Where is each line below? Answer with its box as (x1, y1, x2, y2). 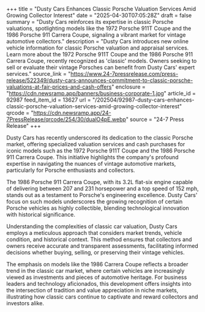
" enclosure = (111, 83, 146, 91)
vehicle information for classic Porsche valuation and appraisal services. (6, 44, 189, 51)
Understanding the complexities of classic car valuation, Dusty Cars (6, 223, 177, 230)
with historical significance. (6, 211, 75, 218)
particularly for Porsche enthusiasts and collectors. (6, 166, 135, 174)
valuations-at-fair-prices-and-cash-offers (6, 83, 112, 91)
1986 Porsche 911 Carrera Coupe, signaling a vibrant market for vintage (6, 31, 186, 39)
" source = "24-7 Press (125, 116, 185, 123)
